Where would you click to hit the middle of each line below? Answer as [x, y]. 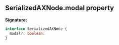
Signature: [16, 20]
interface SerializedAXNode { [36, 29]
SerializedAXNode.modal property [60, 8]
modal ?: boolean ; [27, 33]
